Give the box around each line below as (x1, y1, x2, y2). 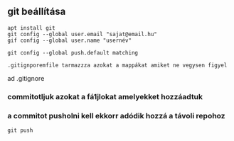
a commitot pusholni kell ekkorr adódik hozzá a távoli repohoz (7, 111, 225, 120)
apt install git (7, 24, 55, 31)
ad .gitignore (7, 74, 45, 82)
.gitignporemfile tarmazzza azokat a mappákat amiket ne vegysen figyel (7, 62, 228, 69)
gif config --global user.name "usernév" (7, 37, 132, 44)
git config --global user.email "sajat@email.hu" (7, 30, 158, 38)
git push (7, 127, 33, 134)
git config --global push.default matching (7, 49, 139, 56)
